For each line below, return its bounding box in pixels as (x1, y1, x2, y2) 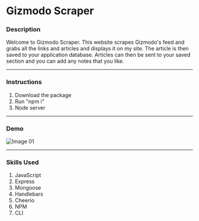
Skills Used (6, 158, 39, 166)
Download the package (14, 91, 72, 98)
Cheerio (14, 197, 34, 204)
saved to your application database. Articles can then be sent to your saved (6, 52, 191, 59)
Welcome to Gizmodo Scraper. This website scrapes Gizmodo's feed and (6, 39, 185, 46)
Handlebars (14, 191, 43, 198)
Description (6, 25, 41, 34)
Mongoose (14, 184, 41, 191)
